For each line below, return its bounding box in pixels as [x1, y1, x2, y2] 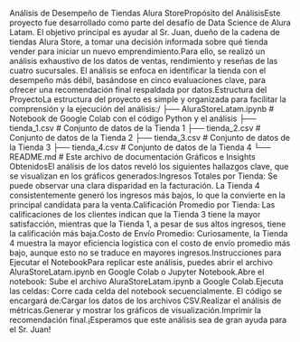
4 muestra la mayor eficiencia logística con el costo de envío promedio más [9, 238, 291, 248]
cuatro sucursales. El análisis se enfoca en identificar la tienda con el [9, 65, 267, 76]
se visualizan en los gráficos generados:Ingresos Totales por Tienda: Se [9, 171, 278, 181]
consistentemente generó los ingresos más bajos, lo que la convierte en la [9, 189, 286, 200]
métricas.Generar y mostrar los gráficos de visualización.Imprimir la [9, 305, 262, 315]
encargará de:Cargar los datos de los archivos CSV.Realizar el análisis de [9, 295, 282, 306]
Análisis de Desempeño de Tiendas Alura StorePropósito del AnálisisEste [9, 8, 281, 18]
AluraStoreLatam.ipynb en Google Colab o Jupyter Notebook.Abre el [9, 266, 265, 277]
